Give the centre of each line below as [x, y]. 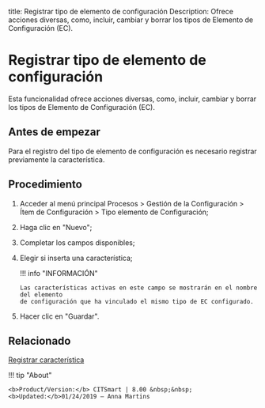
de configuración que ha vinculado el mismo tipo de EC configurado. [137, 301]
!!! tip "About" [30, 376]
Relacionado [40, 340]
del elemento [41, 295]
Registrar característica [46, 360]
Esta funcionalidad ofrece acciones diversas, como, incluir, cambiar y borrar [132, 99]
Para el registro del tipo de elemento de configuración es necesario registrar [132, 151]
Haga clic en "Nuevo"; [56, 227]
